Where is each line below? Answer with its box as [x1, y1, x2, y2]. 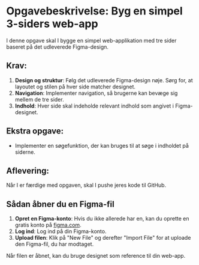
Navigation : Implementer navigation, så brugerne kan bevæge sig [14, 89, 178, 97]
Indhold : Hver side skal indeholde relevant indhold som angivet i [14, 102, 174, 109]
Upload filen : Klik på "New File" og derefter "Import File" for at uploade [14, 234, 191, 242]
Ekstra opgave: [6, 126, 64, 136]
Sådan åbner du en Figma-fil [6, 199, 115, 209]
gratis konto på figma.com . [14, 221, 82, 229]
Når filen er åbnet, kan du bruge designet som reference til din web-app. [6, 252, 186, 260]
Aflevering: [6, 165, 50, 175]
